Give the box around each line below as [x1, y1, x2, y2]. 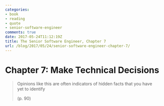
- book [5, 12, 19, 17]
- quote [5, 21, 21, 26]
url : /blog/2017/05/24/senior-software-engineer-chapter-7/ [5, 43, 131, 48]
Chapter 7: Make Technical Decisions [5, 64, 160, 76]
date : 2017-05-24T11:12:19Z [5, 35, 63, 40]
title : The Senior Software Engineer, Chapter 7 [5, 39, 106, 44]
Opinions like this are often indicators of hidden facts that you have [17, 81, 153, 86]
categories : [5, 7, 29, 12]
